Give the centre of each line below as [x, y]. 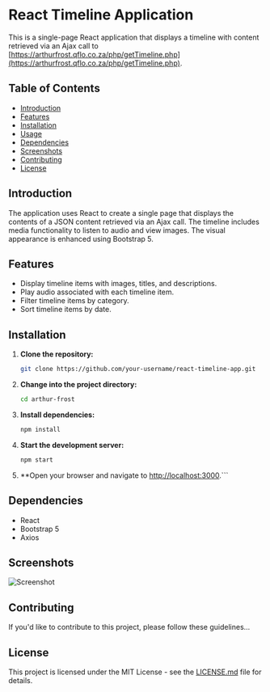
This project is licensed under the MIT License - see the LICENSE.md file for [135, 672]
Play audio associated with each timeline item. [97, 292]
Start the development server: [72, 445]
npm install [40, 429]
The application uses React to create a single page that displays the [121, 213]
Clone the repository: [57, 354]
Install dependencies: [57, 415]
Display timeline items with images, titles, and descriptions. [118, 284]
